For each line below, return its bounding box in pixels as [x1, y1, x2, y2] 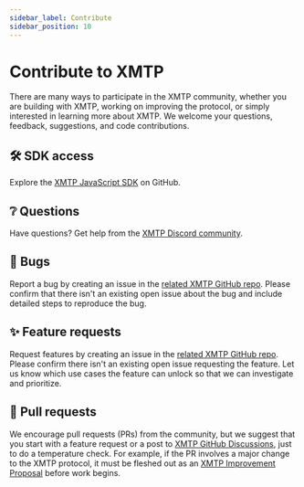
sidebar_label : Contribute [9, 13, 112, 23]
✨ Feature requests [9, 324, 121, 340]
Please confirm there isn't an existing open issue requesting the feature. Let [9, 358, 295, 369]
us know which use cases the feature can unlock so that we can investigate [9, 367, 294, 379]
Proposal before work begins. [9, 467, 121, 478]
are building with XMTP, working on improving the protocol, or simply [9, 101, 270, 112]
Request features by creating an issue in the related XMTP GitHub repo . [9, 348, 278, 359]
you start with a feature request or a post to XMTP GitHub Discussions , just [9, 438, 292, 449]
